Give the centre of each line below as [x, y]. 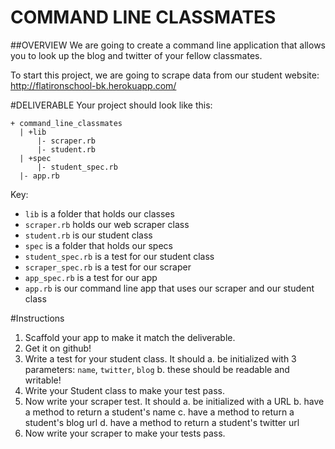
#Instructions [37, 318]
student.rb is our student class [88, 235]
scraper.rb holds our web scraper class [107, 224]
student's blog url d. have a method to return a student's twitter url [162, 422]
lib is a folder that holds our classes [99, 213]
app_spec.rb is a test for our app [91, 277]
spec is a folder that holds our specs [98, 245]
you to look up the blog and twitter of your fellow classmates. [136, 55]
